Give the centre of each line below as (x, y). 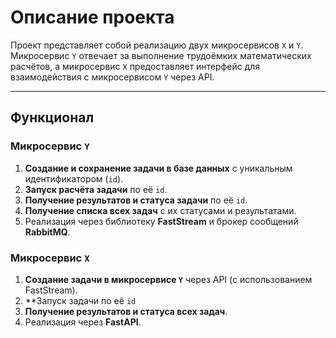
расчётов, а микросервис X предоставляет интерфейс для (135, 66)
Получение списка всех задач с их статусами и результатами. (160, 210)
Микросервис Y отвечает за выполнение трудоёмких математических (161, 55)
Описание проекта (92, 17)
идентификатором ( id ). (74, 178)
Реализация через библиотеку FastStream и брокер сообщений (161, 221)
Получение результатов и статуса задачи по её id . (136, 200)
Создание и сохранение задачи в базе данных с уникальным (158, 168)
